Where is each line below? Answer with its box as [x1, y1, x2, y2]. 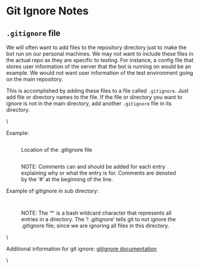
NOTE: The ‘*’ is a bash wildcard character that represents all [21, 209, 172, 216]
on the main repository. [6, 76, 63, 82]
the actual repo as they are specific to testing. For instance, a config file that [6, 57, 194, 63]
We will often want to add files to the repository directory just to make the [6, 44, 187, 51]
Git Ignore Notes [6, 4, 89, 18]
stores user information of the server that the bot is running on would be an [6, 63, 192, 70]
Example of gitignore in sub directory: [6, 187, 99, 194]
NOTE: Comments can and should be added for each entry [21, 163, 166, 170]
